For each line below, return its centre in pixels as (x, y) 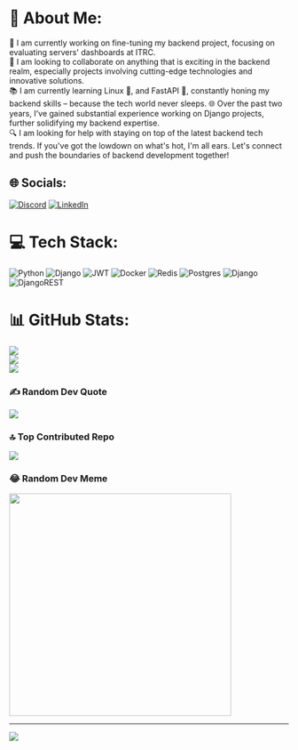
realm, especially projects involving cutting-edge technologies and (131, 71)
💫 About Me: (56, 18)
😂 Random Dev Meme (59, 479)
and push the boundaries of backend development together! (119, 155)
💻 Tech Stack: (64, 242)
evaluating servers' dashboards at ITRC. (82, 52)
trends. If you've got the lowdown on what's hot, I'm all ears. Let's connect (145, 145)
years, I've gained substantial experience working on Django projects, (137, 113)
